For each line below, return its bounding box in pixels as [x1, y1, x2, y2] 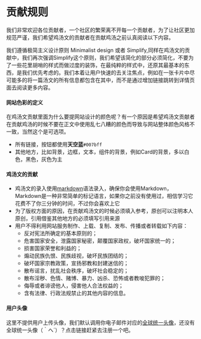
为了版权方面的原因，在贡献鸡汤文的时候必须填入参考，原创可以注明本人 [14, 207, 193, 215]
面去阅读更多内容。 [6, 84, 54, 91]
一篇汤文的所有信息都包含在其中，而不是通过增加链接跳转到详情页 [32, 76, 195, 84]
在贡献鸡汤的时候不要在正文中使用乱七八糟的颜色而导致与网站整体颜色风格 [6, 121, 190, 128]
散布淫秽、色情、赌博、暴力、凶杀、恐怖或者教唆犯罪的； [23, 274, 166, 282]
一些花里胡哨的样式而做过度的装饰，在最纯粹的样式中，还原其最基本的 [11, 61, 184, 69]
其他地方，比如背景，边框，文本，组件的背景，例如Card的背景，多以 [14, 148, 184, 155]
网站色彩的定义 [6, 99, 43, 106]
